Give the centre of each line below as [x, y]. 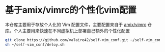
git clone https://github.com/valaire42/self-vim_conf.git [67, 40]
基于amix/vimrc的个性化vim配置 [71, 10]
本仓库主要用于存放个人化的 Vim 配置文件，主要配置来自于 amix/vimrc [76, 25]
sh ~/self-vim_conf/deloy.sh [35, 45]
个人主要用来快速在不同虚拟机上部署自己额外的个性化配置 [72, 30]
